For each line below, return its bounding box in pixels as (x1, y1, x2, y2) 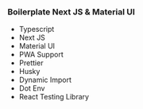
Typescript (18, 25, 55, 34)
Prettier (18, 58, 44, 68)
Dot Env (18, 84, 45, 93)
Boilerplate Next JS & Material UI (7, 6, 136, 18)
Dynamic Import (18, 75, 72, 85)
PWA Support (18, 50, 64, 60)
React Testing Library (18, 92, 89, 102)
